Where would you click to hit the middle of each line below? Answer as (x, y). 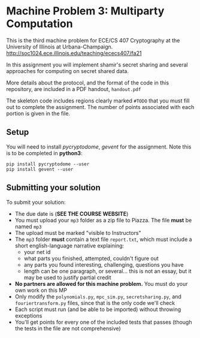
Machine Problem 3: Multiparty (85, 11)
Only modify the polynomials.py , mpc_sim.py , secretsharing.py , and (98, 296)
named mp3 (28, 227)
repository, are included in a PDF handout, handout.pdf (74, 89)
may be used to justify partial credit (68, 277)
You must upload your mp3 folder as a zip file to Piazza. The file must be (103, 220)
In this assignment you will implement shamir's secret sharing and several (97, 65)
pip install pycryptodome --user (48, 164)
